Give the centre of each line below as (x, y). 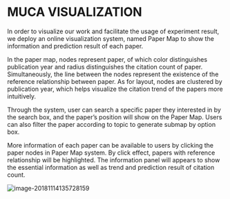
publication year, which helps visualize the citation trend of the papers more (115, 89)
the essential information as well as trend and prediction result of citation (111, 167)
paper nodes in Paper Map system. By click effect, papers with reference (111, 153)
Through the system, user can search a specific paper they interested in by (114, 110)
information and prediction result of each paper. (75, 46)
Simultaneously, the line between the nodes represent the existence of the (113, 74)
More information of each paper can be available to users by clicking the (111, 145)
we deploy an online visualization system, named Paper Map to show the (111, 38)
